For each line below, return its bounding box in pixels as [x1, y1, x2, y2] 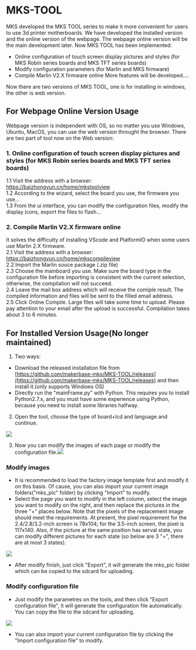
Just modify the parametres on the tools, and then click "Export [14, 595, 168, 602]
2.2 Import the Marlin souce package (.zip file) [6, 261, 119, 268]
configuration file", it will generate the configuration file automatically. [14, 602, 183, 609]
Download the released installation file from [14, 365, 120, 372]
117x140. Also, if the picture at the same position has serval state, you [14, 527, 183, 534]
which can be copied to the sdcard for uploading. [14, 568, 134, 575]
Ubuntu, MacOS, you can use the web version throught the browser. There [6, 128, 187, 135]
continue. [14, 419, 38, 426]
